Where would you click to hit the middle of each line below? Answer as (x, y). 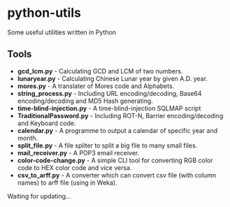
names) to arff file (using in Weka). (67, 183)
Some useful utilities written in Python (62, 32)
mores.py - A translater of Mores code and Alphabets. (96, 86)
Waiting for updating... (39, 196)
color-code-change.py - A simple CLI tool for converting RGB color (115, 160)
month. (28, 138)
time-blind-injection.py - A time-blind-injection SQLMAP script (109, 108)
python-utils (44, 13)
